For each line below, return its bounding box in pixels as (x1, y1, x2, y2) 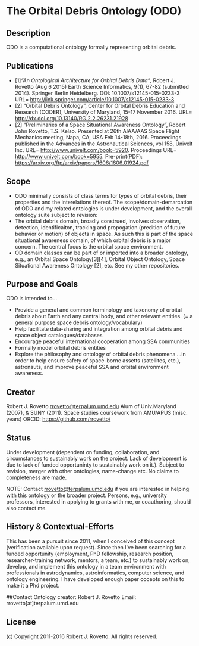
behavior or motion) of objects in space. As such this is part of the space (14, 230, 194, 237)
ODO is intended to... (6, 295, 58, 302)
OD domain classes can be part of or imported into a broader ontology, (14, 249, 188, 256)
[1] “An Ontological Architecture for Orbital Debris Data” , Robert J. (14, 76, 175, 84)
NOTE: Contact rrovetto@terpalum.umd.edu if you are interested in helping (6, 486, 189, 493)
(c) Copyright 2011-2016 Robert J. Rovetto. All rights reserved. (6, 633, 158, 640)
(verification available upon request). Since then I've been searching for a (6, 543, 186, 551)
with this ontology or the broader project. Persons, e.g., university (6, 492, 168, 499)
